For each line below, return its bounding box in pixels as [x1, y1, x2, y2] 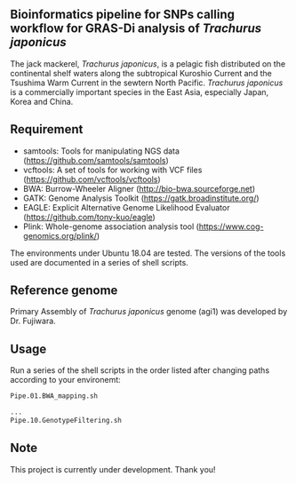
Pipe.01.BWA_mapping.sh [10, 392, 99, 401]
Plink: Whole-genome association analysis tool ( [22, 221, 199, 232]
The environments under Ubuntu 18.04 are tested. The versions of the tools [10, 248, 286, 258]
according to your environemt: [10, 375, 121, 385]
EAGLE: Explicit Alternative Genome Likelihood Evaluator [22, 202, 230, 212]
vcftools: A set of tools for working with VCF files [22, 164, 203, 175]
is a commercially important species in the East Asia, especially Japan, [10, 86, 269, 97]
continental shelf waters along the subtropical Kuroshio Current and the [10, 67, 272, 78]
